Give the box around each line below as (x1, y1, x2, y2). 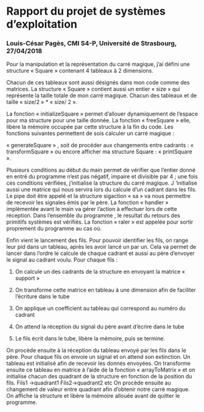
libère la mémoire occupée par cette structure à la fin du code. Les (6, 123, 174, 131)
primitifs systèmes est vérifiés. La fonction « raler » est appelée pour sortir (6, 218, 194, 226)
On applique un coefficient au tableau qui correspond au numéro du (15, 304, 186, 312)
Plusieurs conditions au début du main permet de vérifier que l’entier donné (6, 166, 196, 174)
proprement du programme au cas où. (6, 225, 102, 232)
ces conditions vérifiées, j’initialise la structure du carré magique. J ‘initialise (6, 179, 198, 187)
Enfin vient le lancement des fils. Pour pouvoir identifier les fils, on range (6, 237, 189, 244)
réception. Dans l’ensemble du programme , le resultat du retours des (6, 212, 181, 219)
